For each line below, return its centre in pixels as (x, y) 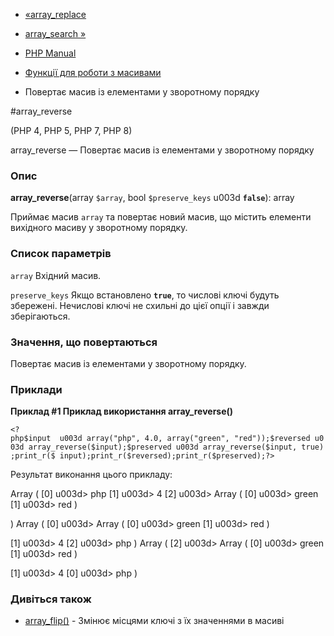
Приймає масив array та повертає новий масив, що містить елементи (161, 217)
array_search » (55, 33)
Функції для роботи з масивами (93, 72)
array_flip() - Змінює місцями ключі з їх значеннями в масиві (154, 621)
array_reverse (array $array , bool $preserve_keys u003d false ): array (152, 198)
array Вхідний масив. (56, 275)
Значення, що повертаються (84, 342)
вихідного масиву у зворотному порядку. (99, 228)
